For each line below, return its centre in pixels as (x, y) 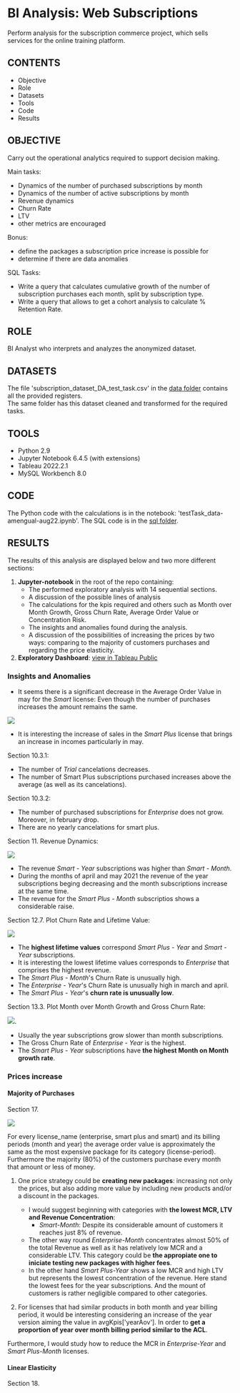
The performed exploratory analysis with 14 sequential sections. (123, 589)
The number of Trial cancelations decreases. (84, 769)
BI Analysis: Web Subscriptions (103, 13)
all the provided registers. (45, 396)
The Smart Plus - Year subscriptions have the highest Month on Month (123, 1050)
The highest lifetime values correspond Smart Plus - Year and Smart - (122, 947)
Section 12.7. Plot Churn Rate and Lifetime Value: (79, 920)
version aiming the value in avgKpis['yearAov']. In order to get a (111, 1322)
